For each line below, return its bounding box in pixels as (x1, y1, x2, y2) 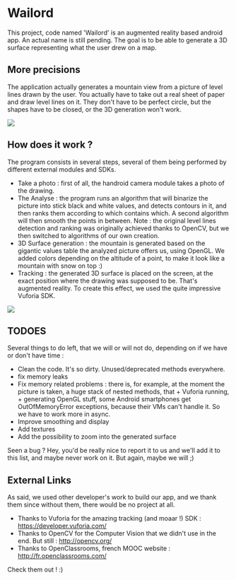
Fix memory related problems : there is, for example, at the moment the (17, 380, 225, 389)
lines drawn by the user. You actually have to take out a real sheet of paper (7, 90, 225, 98)
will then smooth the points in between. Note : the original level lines (17, 216, 217, 225)
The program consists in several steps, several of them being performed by (7, 158, 228, 166)
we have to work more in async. (17, 410, 111, 418)
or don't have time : (7, 351, 64, 360)
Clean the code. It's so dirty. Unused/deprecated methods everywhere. (17, 365, 225, 374)
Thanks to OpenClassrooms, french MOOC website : (17, 544, 171, 552)
